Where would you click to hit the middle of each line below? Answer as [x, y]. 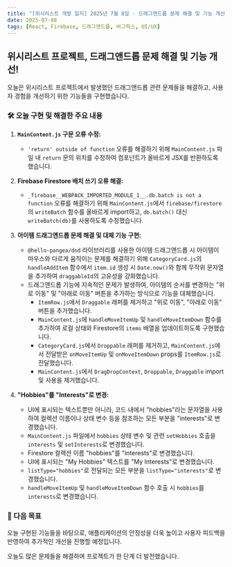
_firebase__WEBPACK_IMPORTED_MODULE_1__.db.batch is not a [115, 196]
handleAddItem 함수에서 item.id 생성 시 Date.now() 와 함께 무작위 [116, 267]
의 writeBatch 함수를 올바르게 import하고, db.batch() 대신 [107, 212]
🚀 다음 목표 [24, 516]
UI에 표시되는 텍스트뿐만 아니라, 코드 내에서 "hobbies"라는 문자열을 [119, 409]
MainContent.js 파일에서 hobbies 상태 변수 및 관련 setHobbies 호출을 [122, 436]
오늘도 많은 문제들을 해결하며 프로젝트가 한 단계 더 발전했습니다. [93, 556]
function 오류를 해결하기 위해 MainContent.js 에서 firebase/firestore [125, 203]
